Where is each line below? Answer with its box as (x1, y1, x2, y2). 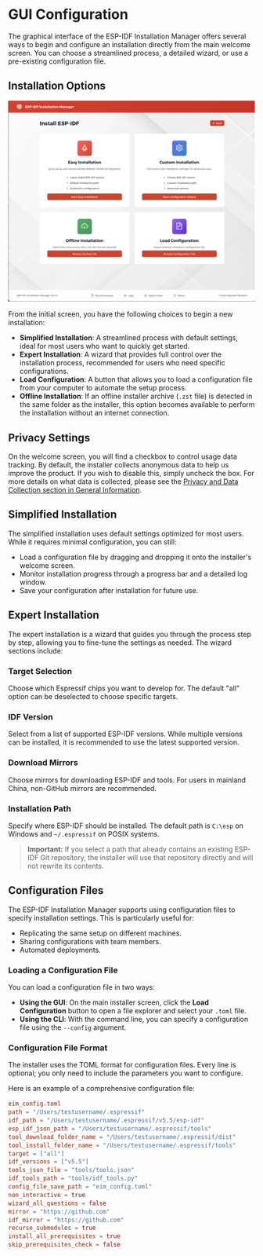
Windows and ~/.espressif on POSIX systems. (8, 829, 160, 838)
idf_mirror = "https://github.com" (8, 1216, 124, 1224)
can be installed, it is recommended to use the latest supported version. (8, 738, 240, 747)
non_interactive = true (8, 1191, 86, 1199)
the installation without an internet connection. (19, 408, 170, 418)
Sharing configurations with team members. (19, 936, 162, 946)
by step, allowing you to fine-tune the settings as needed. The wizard (8, 638, 232, 647)
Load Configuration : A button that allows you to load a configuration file (19, 375, 253, 384)
